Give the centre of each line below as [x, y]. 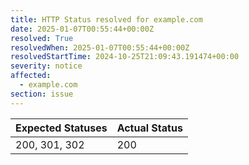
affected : [31, 76]
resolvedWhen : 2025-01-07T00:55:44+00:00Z [100, 47]
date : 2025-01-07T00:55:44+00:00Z [82, 29]
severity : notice [46, 66]
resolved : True [42, 38]
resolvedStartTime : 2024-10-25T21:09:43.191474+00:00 [125, 57]
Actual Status [149, 128]
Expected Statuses [61, 128]
